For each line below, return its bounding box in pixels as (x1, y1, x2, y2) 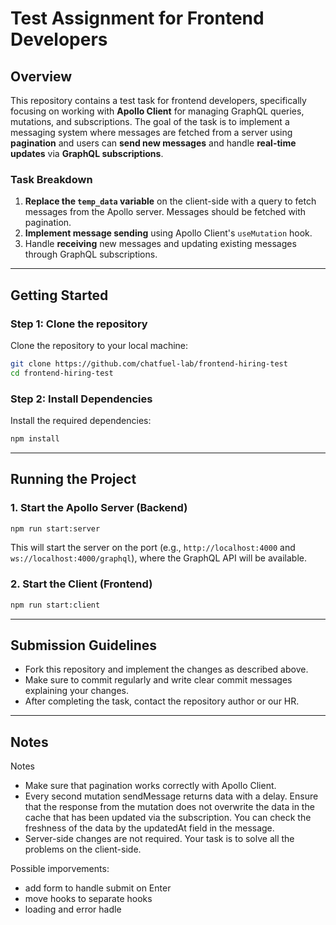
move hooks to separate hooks (24, 893, 153, 905)
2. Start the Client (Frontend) (10, 577, 153, 591)
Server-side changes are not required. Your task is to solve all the (24, 833, 295, 845)
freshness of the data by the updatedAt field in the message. (24, 822, 275, 834)
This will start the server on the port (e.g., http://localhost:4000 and (10, 542, 296, 554)
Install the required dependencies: (10, 415, 152, 427)
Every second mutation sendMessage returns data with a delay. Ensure (24, 790, 319, 802)
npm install (10, 434, 60, 444)
